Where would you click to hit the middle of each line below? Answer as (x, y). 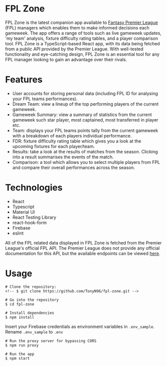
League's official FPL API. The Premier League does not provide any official (83, 248)
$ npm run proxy (22, 345)
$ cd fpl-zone (20, 304)
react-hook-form (30, 223)
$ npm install (20, 317)
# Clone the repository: (31, 287)
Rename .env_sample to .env (34, 332)
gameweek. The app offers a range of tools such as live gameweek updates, (83, 33)
